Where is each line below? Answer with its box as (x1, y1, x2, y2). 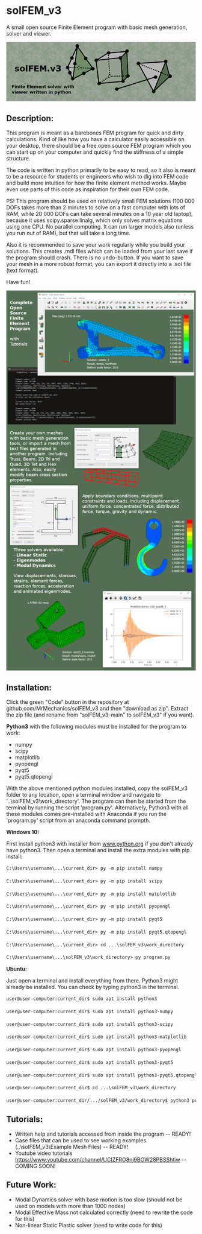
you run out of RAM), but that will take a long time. (6, 230, 131, 237)
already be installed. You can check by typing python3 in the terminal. (6, 984, 179, 991)
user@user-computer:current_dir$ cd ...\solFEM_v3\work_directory (6, 1085, 176, 1091)
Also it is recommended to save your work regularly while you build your (6, 241, 185, 248)
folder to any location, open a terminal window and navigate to (6, 791, 161, 799)
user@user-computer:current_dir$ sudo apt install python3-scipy (6, 1021, 173, 1027)
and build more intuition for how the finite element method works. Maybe (6, 179, 187, 187)
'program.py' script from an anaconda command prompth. (6, 817, 151, 824)
